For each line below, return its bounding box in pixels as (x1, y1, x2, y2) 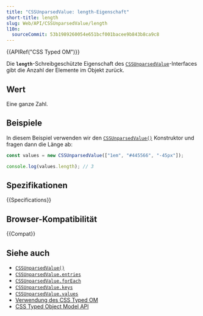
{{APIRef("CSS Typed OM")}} (6, 48, 80, 55)
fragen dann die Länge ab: (6, 141, 73, 148)
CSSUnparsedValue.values (15, 290, 79, 297)
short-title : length (6, 15, 59, 21)
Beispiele (6, 118, 43, 128)
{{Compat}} (6, 230, 35, 237)
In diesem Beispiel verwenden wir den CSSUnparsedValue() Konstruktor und (6, 134, 194, 141)
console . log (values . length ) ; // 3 (6, 163, 94, 169)
